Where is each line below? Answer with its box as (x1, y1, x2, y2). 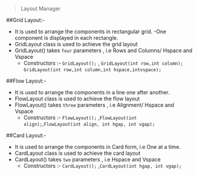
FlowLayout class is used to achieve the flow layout (14, 95, 140, 102)
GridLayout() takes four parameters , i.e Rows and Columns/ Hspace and (14, 47, 193, 54)
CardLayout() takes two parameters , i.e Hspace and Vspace (14, 156, 161, 163)
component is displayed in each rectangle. (14, 34, 118, 41)
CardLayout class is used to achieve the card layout (14, 149, 141, 157)
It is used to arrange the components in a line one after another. (14, 89, 170, 96)
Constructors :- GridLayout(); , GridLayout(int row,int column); (23, 59, 183, 66)
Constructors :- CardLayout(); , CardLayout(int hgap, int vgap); (23, 163, 182, 169)
